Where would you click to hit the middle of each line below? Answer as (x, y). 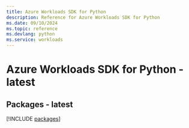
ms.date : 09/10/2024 (32, 23)
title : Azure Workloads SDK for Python (56, 12)
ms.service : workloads (35, 40)
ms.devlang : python (31, 34)
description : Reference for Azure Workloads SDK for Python (83, 17)
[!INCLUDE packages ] (33, 119)
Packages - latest (40, 104)
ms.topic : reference (32, 29)
